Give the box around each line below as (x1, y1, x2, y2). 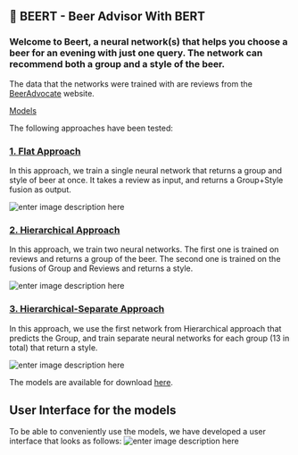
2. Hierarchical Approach (9, 223, 120, 236)
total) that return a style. (9, 341, 98, 353)
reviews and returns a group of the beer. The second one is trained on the (9, 254, 281, 265)
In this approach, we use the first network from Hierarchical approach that (9, 323, 282, 333)
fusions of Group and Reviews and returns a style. (9, 263, 194, 274)
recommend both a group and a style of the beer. (9, 58, 226, 71)
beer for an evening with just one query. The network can (9, 46, 263, 59)
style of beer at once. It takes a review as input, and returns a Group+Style (9, 174, 284, 185)
